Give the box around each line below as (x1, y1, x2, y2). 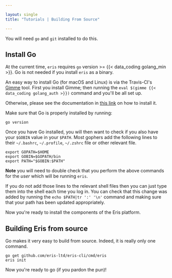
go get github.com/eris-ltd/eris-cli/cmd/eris (5, 253, 107, 259)
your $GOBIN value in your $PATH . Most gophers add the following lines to (5, 134, 158, 141)
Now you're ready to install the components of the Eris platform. (5, 209, 141, 215)
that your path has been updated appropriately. (5, 200, 105, 206)
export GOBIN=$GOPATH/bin (5, 154, 61, 160)
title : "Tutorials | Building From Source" (5, 16, 100, 22)
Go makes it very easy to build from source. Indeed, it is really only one (5, 238, 156, 244)
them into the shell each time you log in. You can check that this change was (5, 188, 167, 195)
